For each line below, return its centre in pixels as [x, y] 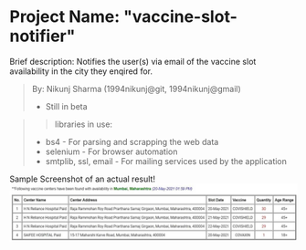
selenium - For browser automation [111, 151]
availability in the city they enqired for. [81, 71]
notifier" [42, 36]
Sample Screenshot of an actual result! [82, 179]
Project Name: [65, 17]
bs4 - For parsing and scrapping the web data [132, 141]
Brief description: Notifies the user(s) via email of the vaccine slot [133, 61]
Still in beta [67, 106]
